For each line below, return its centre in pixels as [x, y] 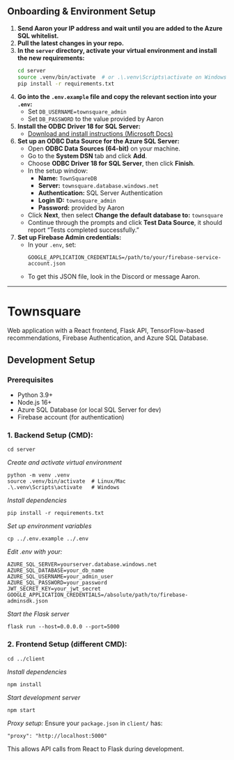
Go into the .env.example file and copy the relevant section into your [117, 97]
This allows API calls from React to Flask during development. [96, 749]
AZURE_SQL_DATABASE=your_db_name [56, 571]
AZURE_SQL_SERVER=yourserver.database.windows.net [82, 565]
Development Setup [51, 360]
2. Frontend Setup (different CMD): [67, 644]
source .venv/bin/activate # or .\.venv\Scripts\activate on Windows [122, 77]
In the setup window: [58, 171]
